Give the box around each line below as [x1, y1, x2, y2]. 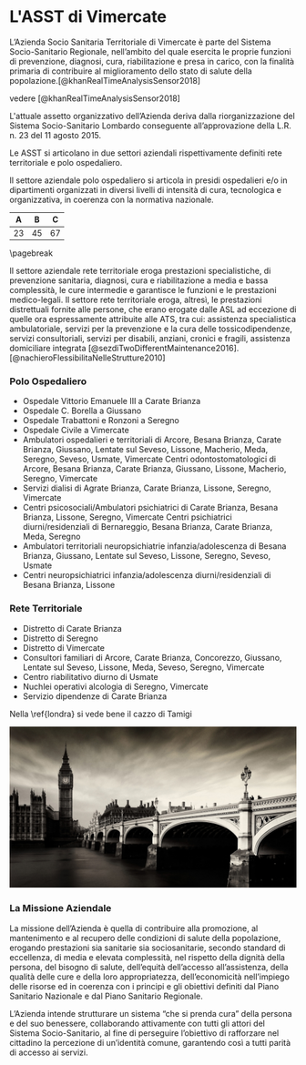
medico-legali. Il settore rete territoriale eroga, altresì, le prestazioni [9, 294, 262, 306]
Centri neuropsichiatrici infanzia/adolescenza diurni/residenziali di [22, 570, 271, 581]
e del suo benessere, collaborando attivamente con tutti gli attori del [9, 1018, 266, 1029]
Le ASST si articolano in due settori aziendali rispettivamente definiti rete [9, 147, 282, 158]
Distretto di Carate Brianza [22, 623, 123, 634]
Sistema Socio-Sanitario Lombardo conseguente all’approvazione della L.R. [9, 120, 291, 131]
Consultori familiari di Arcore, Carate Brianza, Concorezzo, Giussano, [22, 652, 282, 663]
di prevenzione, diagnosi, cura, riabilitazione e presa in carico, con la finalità [9, 56, 294, 66]
